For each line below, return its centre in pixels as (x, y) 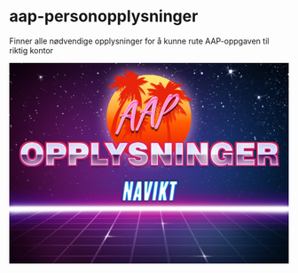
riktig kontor (31, 50)
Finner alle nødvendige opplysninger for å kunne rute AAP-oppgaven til (139, 41)
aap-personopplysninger (104, 16)
